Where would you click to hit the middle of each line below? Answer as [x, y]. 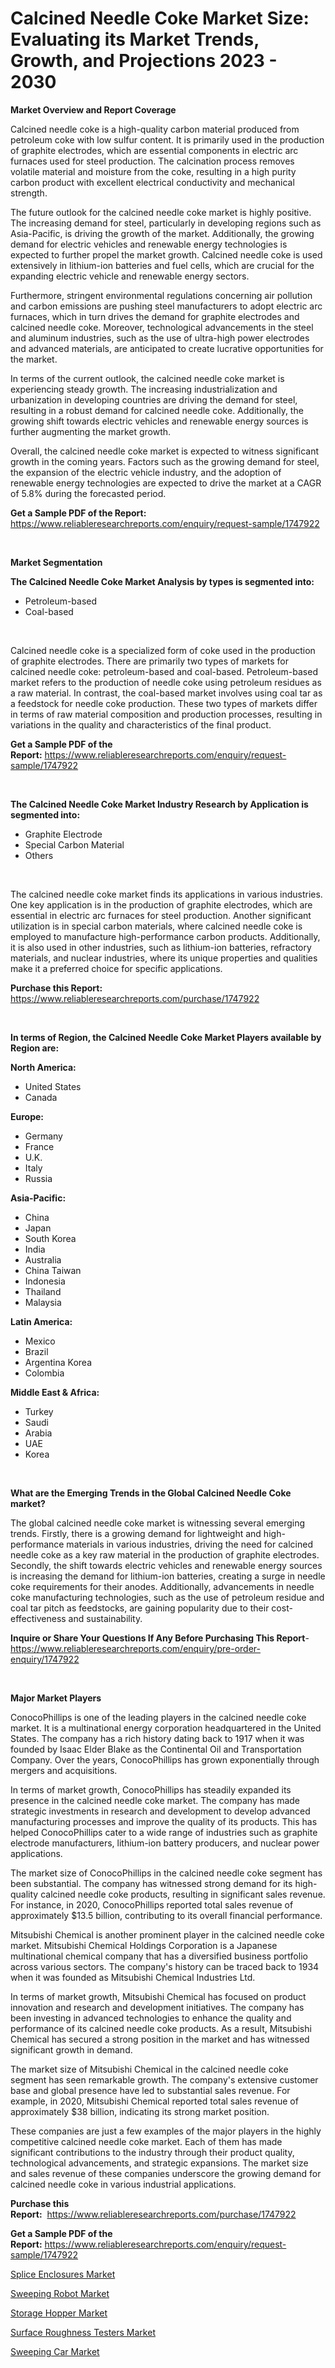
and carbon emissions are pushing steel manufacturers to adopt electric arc [166, 306]
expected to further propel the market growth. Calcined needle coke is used [166, 254]
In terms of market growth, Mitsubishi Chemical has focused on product [158, 1996]
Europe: [27, 1116]
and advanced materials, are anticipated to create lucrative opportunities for [167, 348]
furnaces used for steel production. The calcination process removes [152, 161]
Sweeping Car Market [55, 2351]
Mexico [40, 1341]
